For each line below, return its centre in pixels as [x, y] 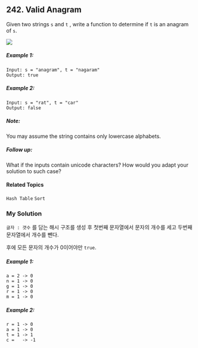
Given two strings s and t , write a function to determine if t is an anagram [98, 24]
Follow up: [19, 150]
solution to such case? [34, 171]
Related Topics [25, 185]
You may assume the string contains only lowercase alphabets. [83, 136]
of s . [12, 30]
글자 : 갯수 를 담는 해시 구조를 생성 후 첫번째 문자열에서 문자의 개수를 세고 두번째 [99, 227]
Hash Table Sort [26, 198]
